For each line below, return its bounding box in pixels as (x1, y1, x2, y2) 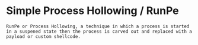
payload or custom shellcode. (6, 33, 81, 39)
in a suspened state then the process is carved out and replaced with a (6, 28, 193, 34)
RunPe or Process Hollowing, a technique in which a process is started (6, 23, 190, 29)
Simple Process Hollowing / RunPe (6, 4, 179, 18)
